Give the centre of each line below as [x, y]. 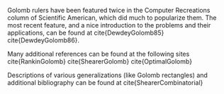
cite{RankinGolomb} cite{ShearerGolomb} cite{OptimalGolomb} [100, 61]
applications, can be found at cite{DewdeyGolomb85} [86, 33]
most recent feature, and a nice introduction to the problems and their [109, 25]
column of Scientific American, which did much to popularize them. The [112, 18]
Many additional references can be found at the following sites [99, 54]
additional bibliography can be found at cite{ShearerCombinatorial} [105, 83]
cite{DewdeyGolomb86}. [44, 40]
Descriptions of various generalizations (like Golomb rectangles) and [107, 75]
